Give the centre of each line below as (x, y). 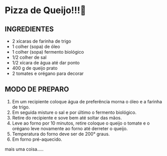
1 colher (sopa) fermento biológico (48, 52)
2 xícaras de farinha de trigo (41, 41)
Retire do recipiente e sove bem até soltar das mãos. (67, 118)
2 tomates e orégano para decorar (48, 73)
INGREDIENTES (29, 29)
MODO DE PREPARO (37, 89)
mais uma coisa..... (24, 149)
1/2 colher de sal (29, 57)
